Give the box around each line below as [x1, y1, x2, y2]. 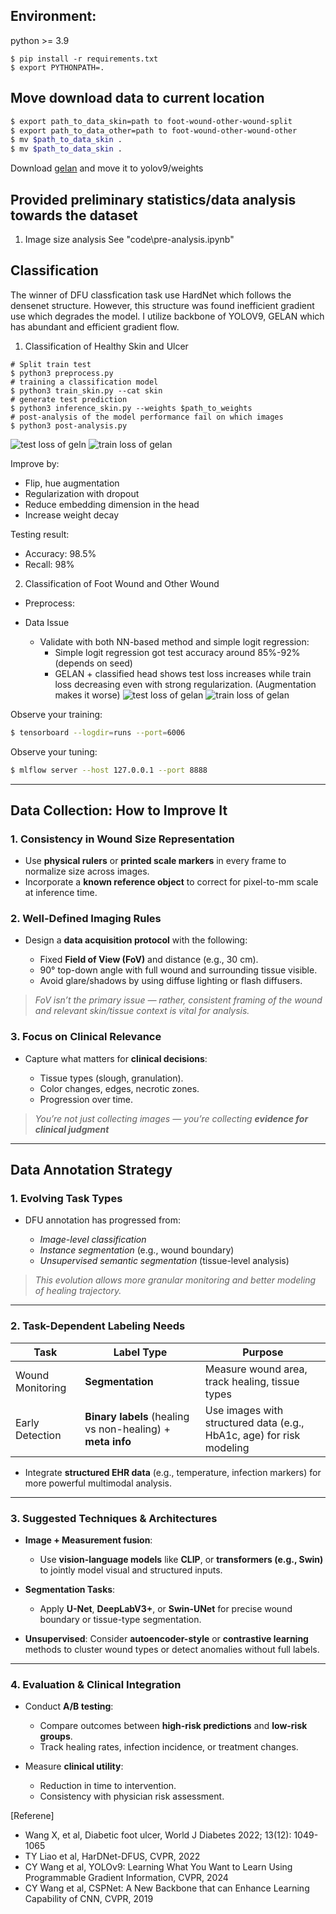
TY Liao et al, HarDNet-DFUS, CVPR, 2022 [24, 1850, 201, 1863]
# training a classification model [10, 377, 159, 387]
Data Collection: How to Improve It [10, 802, 228, 819]
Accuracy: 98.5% [24, 547, 97, 559]
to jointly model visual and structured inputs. [39, 1564, 223, 1576]
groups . [39, 1730, 73, 1743]
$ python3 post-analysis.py [10, 420, 128, 431]
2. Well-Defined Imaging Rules [10, 912, 162, 926]
